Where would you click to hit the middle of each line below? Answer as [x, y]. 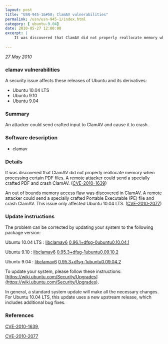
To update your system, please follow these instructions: [63, 271]
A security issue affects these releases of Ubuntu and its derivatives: [76, 81]
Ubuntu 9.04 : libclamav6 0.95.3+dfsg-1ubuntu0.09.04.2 [63, 262]
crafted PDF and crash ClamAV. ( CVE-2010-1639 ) [56, 183]
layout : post [19, 10]
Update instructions [30, 216]
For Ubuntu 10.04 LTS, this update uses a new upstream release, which [78, 297]
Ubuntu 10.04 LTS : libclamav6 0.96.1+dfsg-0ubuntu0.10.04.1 [67, 242]
